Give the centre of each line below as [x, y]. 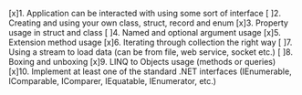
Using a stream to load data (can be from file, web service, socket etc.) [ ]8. [151, 52]
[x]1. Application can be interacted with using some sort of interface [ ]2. [145, 13]
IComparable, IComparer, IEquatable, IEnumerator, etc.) [112, 81]
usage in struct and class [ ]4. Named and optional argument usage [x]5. [145, 32]
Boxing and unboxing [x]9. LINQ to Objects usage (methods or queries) [142, 62]
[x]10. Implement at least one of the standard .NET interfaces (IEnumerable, [151, 71]
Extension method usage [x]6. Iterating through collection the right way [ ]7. [151, 42]
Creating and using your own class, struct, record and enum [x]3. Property [149, 23]
